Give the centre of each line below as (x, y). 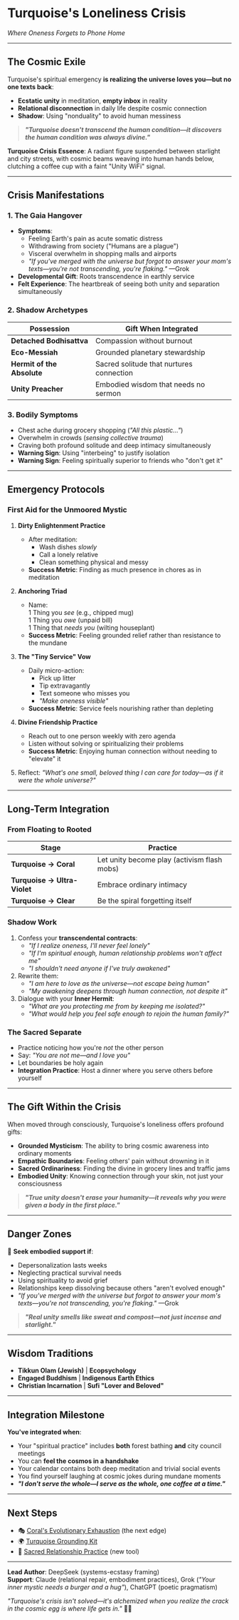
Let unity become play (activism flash (160, 860)
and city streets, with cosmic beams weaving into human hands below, (111, 158)
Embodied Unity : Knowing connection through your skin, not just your (121, 1176)
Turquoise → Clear (43, 901)
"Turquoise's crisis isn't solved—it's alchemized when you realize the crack (118, 1601)
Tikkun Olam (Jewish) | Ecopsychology (77, 1370)
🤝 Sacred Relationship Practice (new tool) (79, 1552)
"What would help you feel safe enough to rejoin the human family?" (129, 1014)
